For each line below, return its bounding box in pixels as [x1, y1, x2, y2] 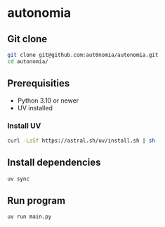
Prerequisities [7, 77, 70, 89]
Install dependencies [7, 157, 101, 169]
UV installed [17, 103, 53, 112]
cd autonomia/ [7, 58, 49, 65]
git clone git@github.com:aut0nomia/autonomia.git [7, 51, 159, 58]
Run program [7, 195, 65, 207]
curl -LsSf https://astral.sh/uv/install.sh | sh [7, 137, 156, 144]
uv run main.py [7, 213, 52, 221]
